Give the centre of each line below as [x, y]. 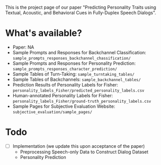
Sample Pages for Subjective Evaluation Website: [64, 106]
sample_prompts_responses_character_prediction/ [65, 69]
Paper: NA [23, 47]
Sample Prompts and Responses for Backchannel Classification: [79, 52]
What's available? [44, 33]
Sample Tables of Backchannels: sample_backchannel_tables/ [76, 79]
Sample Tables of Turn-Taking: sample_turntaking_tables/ [74, 74]
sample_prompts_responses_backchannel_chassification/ [72, 58]
